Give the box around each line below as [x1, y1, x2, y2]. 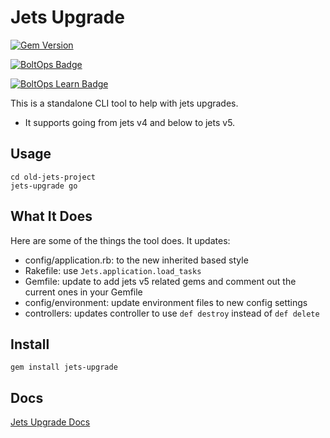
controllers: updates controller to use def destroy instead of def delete [24, 307, 320, 319]
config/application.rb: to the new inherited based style [24, 254, 249, 266]
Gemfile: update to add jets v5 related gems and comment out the [24, 275, 297, 287]
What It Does [10, 208, 93, 225]
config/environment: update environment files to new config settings [24, 296, 308, 308]
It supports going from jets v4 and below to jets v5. [24, 116, 236, 128]
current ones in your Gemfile [24, 286, 143, 298]
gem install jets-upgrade [10, 362, 118, 373]
